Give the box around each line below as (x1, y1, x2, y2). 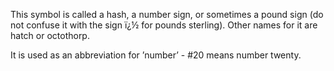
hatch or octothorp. (10, 30, 90, 41)
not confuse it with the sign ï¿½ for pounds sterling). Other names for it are (10, 19, 318, 31)
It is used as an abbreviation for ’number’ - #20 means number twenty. (10, 49, 302, 61)
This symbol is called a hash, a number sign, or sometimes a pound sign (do (10, 9, 324, 20)
